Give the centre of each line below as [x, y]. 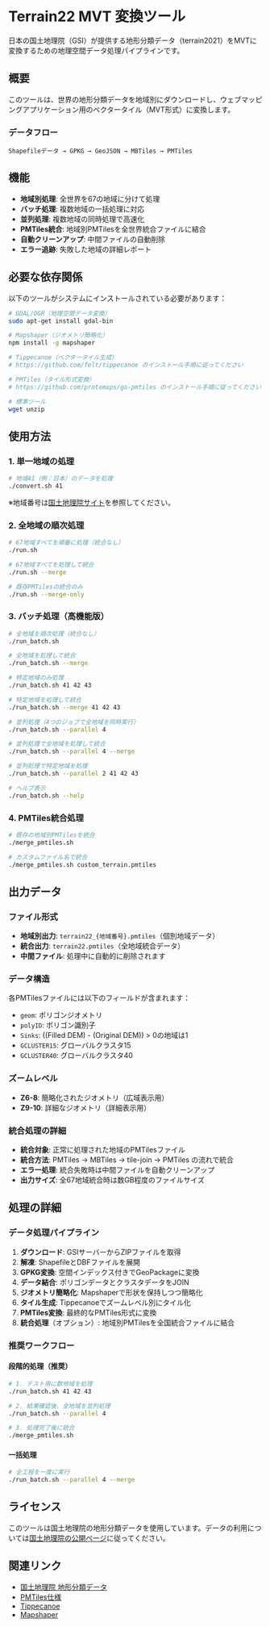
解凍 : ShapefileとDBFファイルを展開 [80, 1262]
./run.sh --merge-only [46, 594]
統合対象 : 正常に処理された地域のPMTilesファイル [102, 1150]
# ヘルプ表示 [27, 788]
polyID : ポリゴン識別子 [58, 1025]
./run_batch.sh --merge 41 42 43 [64, 707]
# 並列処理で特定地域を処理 [48, 766]
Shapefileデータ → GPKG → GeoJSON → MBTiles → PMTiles [100, 151]
